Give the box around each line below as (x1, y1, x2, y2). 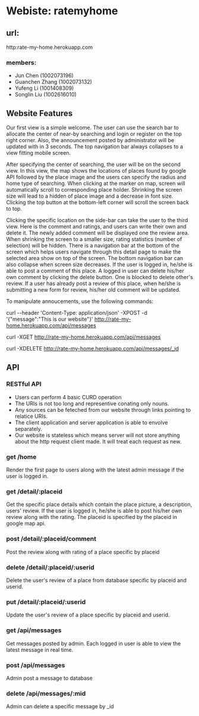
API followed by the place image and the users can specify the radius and (6, 174, 187, 181)
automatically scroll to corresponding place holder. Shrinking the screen (6, 186, 182, 193)
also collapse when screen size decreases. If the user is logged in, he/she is (6, 261, 193, 268)
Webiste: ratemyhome (6, 4, 118, 18)
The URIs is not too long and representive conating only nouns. (14, 400, 169, 407)
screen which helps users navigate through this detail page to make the (6, 248, 181, 255)
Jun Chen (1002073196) (14, 72, 74, 79)
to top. (6, 205, 23, 212)
